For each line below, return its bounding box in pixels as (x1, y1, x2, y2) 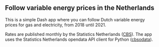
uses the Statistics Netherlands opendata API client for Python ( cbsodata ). (5, 36, 153, 42)
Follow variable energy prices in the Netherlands (5, 4, 155, 12)
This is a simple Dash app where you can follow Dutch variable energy (5, 16, 145, 22)
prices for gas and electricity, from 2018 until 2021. (5, 22, 106, 28)
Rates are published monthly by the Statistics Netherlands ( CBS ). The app (5, 31, 152, 37)
